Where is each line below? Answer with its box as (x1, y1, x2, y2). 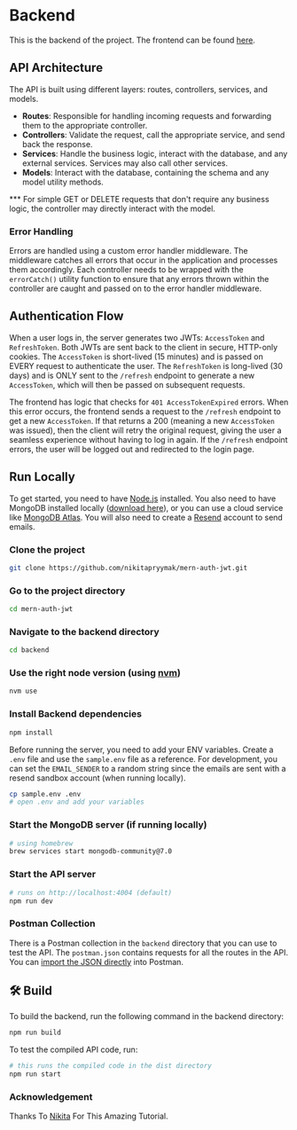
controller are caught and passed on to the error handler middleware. (9, 283, 262, 294)
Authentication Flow (9, 309, 124, 324)
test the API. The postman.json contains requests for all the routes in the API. (9, 946, 289, 958)
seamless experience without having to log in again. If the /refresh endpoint (9, 434, 288, 444)
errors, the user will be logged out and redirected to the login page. (9, 443, 254, 454)
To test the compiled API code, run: (9, 1044, 138, 1055)
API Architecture (9, 60, 104, 75)
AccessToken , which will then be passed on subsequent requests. (9, 379, 246, 390)
